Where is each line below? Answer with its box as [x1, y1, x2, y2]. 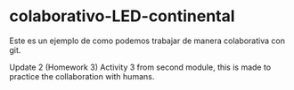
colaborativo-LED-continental [9, 6, 235, 26]
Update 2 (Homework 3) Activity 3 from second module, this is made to [9, 62, 272, 72]
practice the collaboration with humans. [9, 71, 155, 81]
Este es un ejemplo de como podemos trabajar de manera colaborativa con [9, 35, 285, 46]
